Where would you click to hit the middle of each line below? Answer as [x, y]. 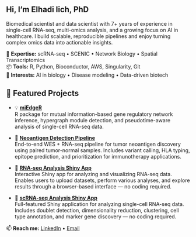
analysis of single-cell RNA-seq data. [59, 126]
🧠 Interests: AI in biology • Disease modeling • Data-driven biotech [87, 75]
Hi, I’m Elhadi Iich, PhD [48, 10]
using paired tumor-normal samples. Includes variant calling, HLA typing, [102, 150]
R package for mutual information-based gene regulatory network [94, 114]
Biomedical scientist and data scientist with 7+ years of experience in [90, 23]
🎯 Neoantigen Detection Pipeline [55, 138]
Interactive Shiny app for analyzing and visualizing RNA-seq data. [93, 174]
